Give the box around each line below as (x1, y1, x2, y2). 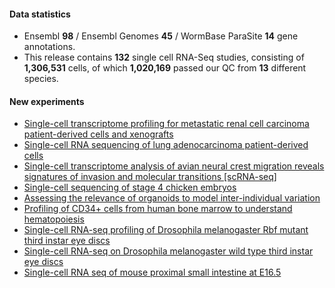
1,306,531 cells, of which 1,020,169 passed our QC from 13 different (23, 62, 307, 74)
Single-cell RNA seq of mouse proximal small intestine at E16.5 (23, 266, 282, 279)
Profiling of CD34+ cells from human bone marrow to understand (23, 203, 293, 215)
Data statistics (9, 8, 71, 20)
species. (23, 73, 59, 85)
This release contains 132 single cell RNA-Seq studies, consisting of (23, 51, 305, 64)
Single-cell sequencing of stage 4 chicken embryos (23, 181, 237, 194)
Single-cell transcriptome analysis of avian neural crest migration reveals (23, 160, 325, 172)
